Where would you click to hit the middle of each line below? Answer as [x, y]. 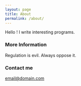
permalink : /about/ [25, 18]
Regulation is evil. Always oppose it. [40, 55]
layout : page [18, 9]
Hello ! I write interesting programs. [40, 32]
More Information [26, 45]
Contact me [19, 68]
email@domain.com [25, 78]
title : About [18, 14]
